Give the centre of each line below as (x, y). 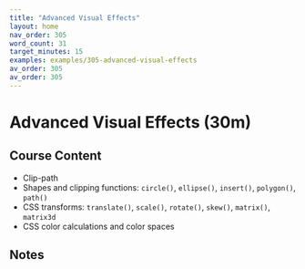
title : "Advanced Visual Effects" (75, 18)
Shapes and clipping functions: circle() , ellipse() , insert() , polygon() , (159, 187)
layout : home (34, 26)
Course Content (56, 156)
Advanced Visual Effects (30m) (131, 122)
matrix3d (39, 217)
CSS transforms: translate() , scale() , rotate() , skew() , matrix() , (146, 207)
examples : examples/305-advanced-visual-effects (103, 60)
